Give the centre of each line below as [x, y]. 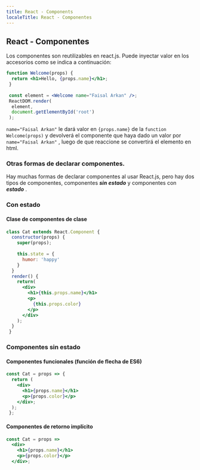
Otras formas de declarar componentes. [66, 164]
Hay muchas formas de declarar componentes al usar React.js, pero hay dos [100, 176]
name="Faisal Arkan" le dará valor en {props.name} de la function [86, 129]
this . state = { [36, 254]
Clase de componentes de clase [47, 219]
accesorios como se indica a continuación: [59, 62]
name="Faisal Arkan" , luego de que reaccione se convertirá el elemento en [99, 142]
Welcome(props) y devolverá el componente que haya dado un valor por [94, 136]
